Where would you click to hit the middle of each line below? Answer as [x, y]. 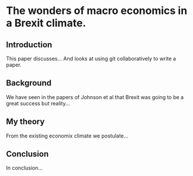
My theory [25, 122]
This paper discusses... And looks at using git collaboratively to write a [91, 59]
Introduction [29, 45]
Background [29, 83]
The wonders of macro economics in [97, 11]
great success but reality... [38, 103]
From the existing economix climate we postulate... [67, 136]
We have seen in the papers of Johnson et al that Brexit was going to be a [95, 97]
